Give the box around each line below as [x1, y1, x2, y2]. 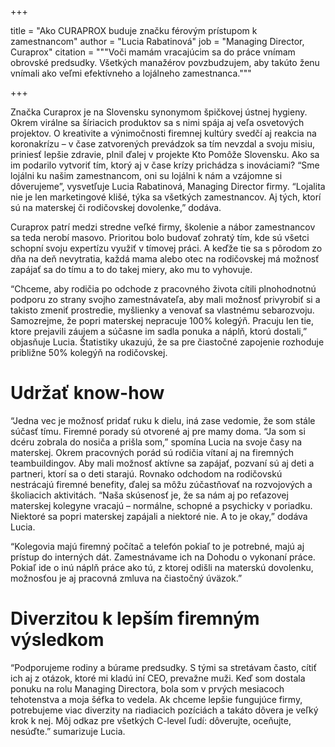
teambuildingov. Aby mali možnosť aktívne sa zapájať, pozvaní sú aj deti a [10, 457, 315, 469]
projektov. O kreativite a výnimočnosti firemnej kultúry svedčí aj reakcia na [10, 127, 317, 139]
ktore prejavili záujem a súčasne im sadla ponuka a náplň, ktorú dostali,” [10, 326, 308, 337]
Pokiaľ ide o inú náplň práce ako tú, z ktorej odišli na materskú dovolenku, [10, 561, 314, 573]
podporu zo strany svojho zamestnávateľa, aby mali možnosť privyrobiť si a [10, 294, 321, 305]
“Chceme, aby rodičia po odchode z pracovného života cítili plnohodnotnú [10, 283, 317, 295]
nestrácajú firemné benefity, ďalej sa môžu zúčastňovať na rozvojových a [10, 478, 313, 490]
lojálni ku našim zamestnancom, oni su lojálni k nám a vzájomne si [10, 170, 283, 181]
